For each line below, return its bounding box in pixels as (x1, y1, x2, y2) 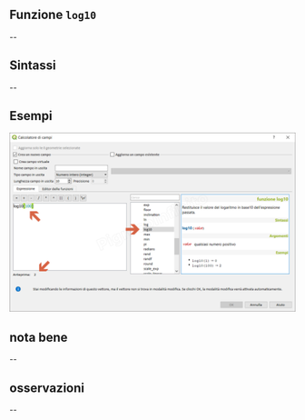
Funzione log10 (9, 7, 97, 23)
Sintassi (9, 58, 56, 74)
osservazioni (9, 380, 84, 395)
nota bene (9, 329, 68, 345)
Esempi (9, 108, 53, 124)
